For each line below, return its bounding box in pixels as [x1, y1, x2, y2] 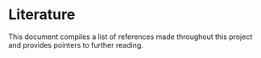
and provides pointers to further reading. [8, 40, 143, 49]
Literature [8, 6, 76, 24]
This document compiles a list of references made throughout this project [8, 32, 253, 41]
